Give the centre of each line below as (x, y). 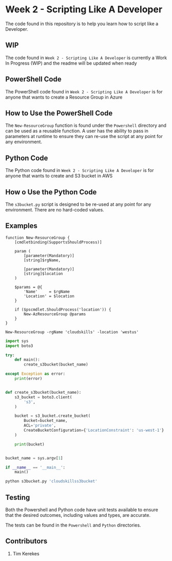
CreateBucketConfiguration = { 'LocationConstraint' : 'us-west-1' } (94, 430)
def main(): (27, 360)
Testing (18, 497)
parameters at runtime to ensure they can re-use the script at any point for (84, 137)
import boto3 (19, 346)
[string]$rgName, (42, 260)
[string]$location (43, 274)
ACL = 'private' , (40, 425)
